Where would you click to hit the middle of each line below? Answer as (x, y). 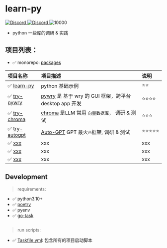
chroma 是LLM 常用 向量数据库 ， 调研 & (85, 113)
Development (27, 177)
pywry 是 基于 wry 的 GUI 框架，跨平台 (86, 96)
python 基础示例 (60, 86)
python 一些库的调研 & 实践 (40, 32)
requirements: (32, 189)
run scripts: (29, 230)
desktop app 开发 (61, 103)
